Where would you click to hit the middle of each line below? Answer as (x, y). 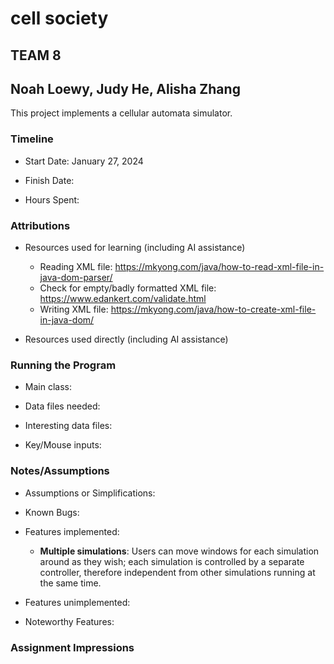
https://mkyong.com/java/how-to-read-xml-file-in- (219, 266)
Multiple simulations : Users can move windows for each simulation (179, 551)
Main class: (48, 387)
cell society (59, 18)
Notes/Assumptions (60, 471)
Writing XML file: (74, 309)
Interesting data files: (68, 426)
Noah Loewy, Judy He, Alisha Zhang (125, 88)
